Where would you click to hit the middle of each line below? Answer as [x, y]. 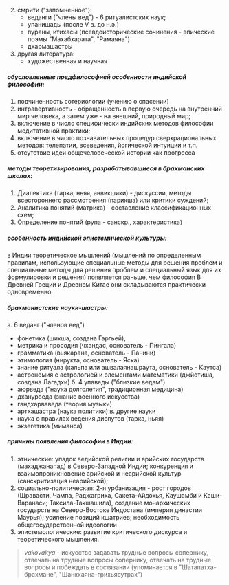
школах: [20, 175]
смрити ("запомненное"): [54, 10]
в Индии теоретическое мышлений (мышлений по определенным [104, 255]
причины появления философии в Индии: [70, 441]
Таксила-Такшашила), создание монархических [120, 503]
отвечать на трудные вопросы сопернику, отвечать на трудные [118, 560]
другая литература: [46, 54]
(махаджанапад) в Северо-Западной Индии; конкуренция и [105, 466]
